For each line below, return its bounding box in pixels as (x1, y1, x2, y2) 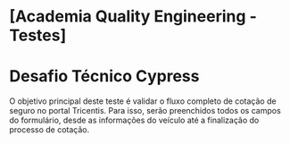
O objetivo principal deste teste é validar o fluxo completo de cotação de (9, 96, 277, 106)
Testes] (9, 25, 67, 46)
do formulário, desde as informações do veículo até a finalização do (9, 114, 260, 126)
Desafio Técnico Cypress (9, 66, 200, 87)
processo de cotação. (9, 124, 90, 135)
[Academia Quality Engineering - (9, 6, 257, 27)
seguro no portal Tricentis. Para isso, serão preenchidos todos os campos (9, 106, 281, 116)
